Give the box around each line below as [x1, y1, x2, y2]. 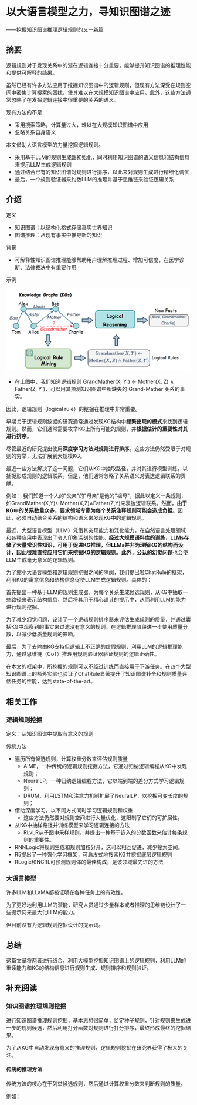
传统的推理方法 [6, 1066, 42, 1073]
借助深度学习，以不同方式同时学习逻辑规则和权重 [14, 807, 133, 814]
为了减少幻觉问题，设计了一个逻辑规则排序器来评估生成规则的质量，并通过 [6, 616, 186, 623]
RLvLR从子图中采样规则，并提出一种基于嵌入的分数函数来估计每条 [23, 828, 183, 836]
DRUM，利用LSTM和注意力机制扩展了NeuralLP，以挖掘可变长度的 [23, 792, 184, 799]
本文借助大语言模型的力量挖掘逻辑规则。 [6, 141, 104, 148]
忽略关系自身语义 [14, 128, 56, 135]
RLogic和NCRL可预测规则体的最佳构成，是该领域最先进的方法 [14, 858, 164, 865]
